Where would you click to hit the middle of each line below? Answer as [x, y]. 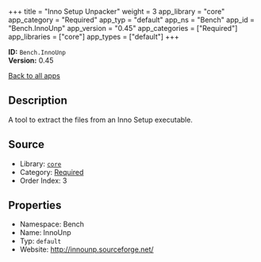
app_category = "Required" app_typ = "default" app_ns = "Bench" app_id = [132, 20]
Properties [35, 205]
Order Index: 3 [43, 180]
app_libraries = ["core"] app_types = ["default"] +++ [94, 36]
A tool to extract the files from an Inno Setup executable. [100, 120]
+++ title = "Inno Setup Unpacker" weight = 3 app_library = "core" [117, 11]
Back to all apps [35, 76]
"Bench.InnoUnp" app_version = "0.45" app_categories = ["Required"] [123, 28]
